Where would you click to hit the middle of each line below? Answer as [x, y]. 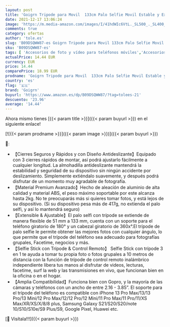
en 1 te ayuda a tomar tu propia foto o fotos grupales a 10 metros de [83, 255]
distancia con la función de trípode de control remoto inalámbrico [81, 260]
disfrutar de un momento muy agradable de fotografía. [69, 181]
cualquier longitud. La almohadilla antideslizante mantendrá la [77, 165]
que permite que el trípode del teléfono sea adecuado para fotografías [86, 237]
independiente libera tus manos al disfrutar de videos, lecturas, [78, 265]
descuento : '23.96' [26, 99]
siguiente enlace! [23, 124]
